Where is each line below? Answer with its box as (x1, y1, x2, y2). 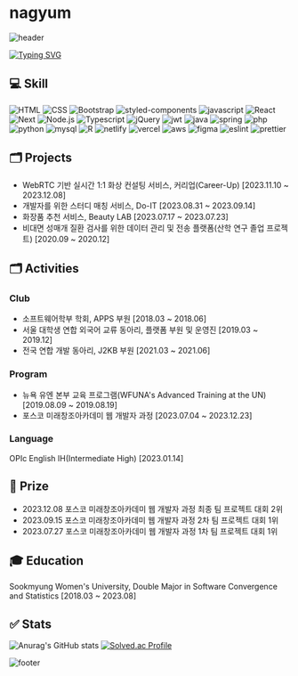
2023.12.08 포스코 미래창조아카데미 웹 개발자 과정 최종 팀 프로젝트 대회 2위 (21, 503, 283, 514)
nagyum (9, 3, 72, 23)
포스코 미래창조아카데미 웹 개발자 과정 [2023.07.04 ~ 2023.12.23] (21, 410, 253, 420)
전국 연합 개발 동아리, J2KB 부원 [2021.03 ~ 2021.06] (21, 346, 211, 356)
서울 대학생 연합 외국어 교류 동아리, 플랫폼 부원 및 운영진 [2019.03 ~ (21, 324, 259, 336)
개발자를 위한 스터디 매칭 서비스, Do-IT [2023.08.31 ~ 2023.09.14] (21, 200, 256, 211)
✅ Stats (9, 616, 52, 631)
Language (9, 433, 54, 445)
